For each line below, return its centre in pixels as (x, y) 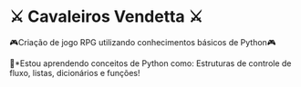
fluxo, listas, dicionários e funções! (75, 72)
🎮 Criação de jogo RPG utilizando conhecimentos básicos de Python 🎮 (143, 42)
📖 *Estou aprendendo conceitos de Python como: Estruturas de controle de (150, 63)
